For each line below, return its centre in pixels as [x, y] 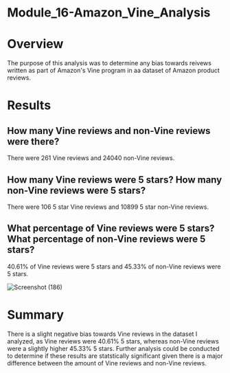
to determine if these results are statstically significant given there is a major [115, 356]
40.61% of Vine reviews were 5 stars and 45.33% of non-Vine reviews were [114, 267]
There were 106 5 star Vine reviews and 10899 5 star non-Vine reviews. [108, 207]
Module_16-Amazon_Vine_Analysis [109, 13]
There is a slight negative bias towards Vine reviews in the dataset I [102, 334]
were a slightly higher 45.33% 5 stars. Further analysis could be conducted [113, 348]
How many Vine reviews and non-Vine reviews [109, 131]
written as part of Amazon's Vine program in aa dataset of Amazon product [113, 71]
